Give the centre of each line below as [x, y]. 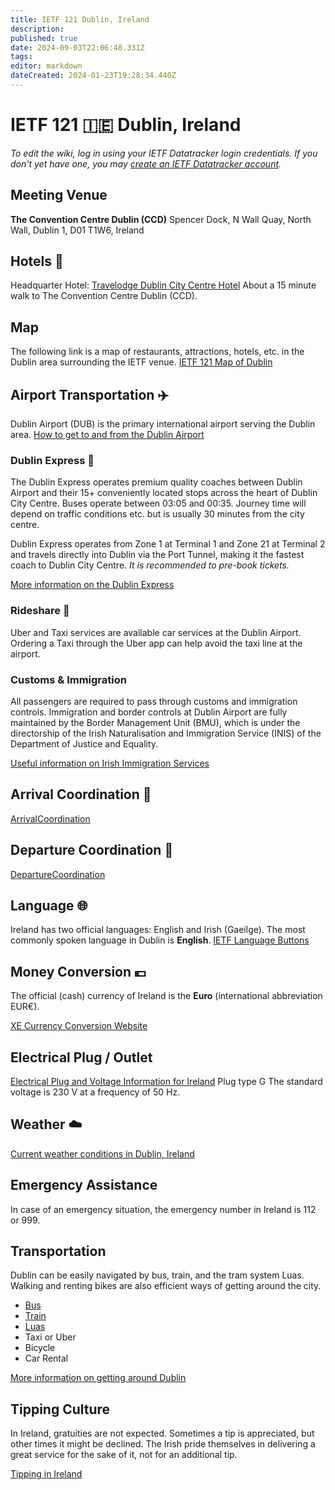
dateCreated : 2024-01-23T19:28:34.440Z [93, 76]
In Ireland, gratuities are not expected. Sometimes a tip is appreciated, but [162, 1433]
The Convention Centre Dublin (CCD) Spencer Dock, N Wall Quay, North [161, 219]
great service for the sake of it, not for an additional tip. [124, 1455]
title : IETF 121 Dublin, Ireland [80, 19]
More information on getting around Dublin [98, 1378]
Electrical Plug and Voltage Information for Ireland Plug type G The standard [166, 1082]
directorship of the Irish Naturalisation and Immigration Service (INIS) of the [166, 733]
